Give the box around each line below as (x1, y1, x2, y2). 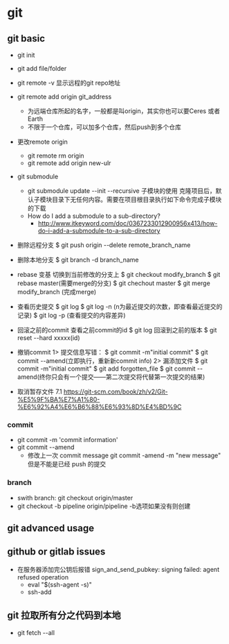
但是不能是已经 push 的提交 (27, 460, 106, 468)
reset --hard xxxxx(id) (17, 334, 81, 341)
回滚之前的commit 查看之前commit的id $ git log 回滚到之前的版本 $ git (17, 326, 217, 334)
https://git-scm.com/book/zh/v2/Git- (63, 387, 168, 396)
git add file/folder (17, 65, 67, 72)
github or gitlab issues (7, 546, 106, 558)
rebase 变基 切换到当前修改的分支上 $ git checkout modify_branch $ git (17, 271, 221, 278)
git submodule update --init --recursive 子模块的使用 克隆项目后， (27, 187, 216, 195)
